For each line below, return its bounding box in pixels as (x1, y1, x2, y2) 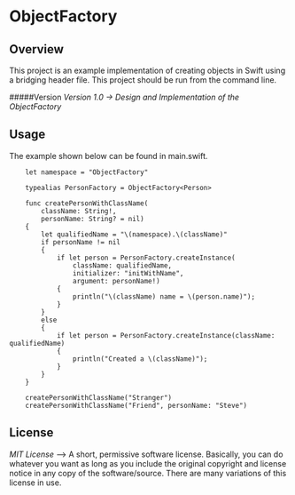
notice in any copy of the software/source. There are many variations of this (9, 467, 287, 478)
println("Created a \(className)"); (72, 354, 208, 363)
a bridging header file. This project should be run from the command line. (9, 75, 277, 85)
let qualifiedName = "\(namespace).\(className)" (41, 229, 228, 239)
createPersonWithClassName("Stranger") (25, 393, 173, 402)
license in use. (9, 477, 62, 488)
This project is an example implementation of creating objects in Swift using (9, 65, 286, 76)
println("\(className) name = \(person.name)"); (72, 291, 255, 301)
